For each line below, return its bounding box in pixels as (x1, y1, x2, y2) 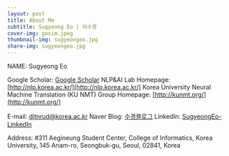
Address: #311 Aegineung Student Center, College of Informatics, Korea (7, 134, 213, 142)
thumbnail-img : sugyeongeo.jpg (7, 36, 98, 43)
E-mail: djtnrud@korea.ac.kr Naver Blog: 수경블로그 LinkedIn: (7, 113, 181, 120)
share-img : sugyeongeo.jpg (7, 43, 86, 50)
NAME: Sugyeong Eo (7, 62, 68, 70)
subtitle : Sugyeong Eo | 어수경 (7, 23, 97, 30)
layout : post (7, 10, 45, 17)
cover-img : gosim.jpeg (7, 29, 73, 37)
